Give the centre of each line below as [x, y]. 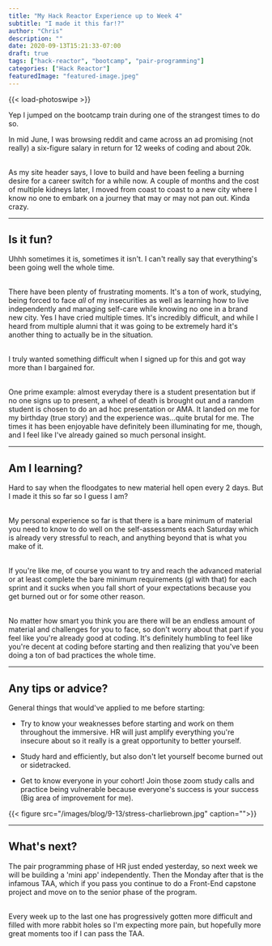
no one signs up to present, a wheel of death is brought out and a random [131, 401]
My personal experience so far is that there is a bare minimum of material [130, 521]
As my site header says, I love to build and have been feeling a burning [126, 172]
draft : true [28, 53]
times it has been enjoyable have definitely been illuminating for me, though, [136, 427]
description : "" [36, 38]
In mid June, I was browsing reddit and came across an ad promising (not [131, 139]
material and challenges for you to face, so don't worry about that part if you [136, 629]
